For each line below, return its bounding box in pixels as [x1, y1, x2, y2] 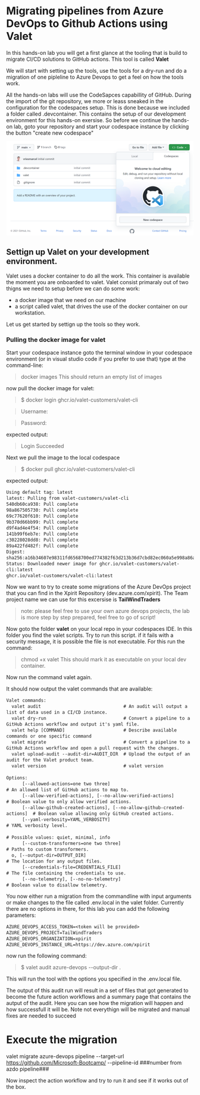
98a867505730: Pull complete [6, 508, 79, 514]
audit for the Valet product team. [6, 757, 95, 763]
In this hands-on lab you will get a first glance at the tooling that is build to [6, 49, 187, 56]
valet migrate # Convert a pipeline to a [11, 739, 190, 745]
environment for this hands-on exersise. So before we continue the [6, 116, 171, 123]
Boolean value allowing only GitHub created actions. [37, 811, 174, 817]
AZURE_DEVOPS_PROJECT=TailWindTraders [6, 930, 102, 936]
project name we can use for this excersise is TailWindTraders [6, 596, 161, 603]
